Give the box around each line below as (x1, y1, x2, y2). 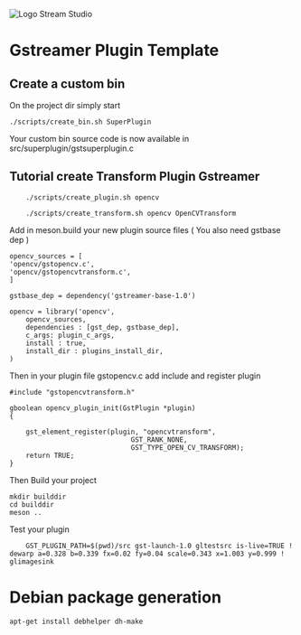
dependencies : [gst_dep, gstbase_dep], (25, 322, 180, 332)
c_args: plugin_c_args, (25, 331, 116, 340)
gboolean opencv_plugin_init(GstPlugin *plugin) (9, 403, 196, 413)
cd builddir (9, 500, 54, 509)
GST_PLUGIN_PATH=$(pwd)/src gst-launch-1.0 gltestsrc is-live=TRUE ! (25, 541, 294, 550)
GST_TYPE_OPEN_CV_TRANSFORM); (130, 443, 245, 452)
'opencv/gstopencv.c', (9, 259, 95, 268)
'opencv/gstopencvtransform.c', (9, 267, 131, 276)
